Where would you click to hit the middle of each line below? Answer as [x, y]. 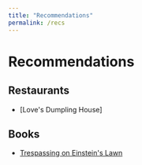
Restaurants [39, 91]
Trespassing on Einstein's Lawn [71, 153]
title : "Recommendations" [50, 15]
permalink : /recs [37, 23]
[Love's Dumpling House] [61, 109]
